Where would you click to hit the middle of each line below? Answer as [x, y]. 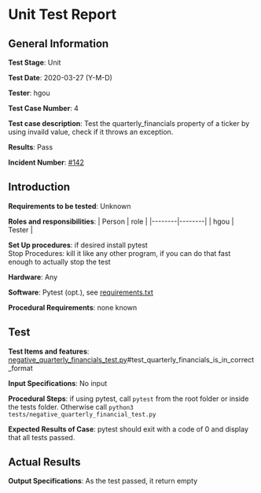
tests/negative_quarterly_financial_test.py [82, 414]
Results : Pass [31, 147]
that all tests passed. [42, 437]
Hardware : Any [33, 276]
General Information [59, 44]
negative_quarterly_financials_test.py [68, 359]
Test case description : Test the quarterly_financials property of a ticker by [129, 123]
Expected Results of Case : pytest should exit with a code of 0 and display [129, 429]
